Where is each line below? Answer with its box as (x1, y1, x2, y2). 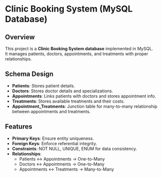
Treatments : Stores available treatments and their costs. (12, 98, 125, 104)
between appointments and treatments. (12, 108, 91, 114)
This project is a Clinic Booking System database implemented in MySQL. (5, 46, 153, 51)
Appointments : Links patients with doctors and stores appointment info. (12, 93, 156, 99)
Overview (5, 33, 35, 41)
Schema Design (5, 70, 54, 78)
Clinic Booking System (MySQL (5, 3, 133, 15)
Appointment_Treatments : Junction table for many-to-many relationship (12, 103, 158, 109)
